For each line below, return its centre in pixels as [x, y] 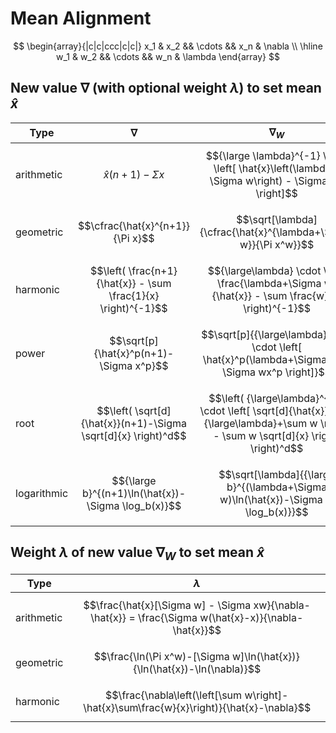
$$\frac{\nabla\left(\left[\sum [174, 695]
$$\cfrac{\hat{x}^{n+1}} [134, 225]
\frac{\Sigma [168, 617]
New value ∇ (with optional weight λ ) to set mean [166, 88]
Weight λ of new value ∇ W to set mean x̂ [137, 554]
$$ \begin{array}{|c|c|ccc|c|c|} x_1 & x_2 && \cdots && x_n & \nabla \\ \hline [168, 46]
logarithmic [42, 493]
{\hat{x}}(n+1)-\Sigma [134, 423]
